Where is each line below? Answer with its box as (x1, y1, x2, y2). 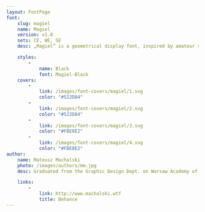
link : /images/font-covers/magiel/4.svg (38, 140, 143, 146)
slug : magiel (17, 20, 51, 26)
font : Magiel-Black (38, 71, 88, 77)
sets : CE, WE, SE (17, 37, 62, 44)
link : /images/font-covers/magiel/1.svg (38, 88, 143, 95)
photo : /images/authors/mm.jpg (17, 162, 97, 168)
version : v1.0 (17, 32, 53, 38)
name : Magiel (17, 26, 51, 32)
